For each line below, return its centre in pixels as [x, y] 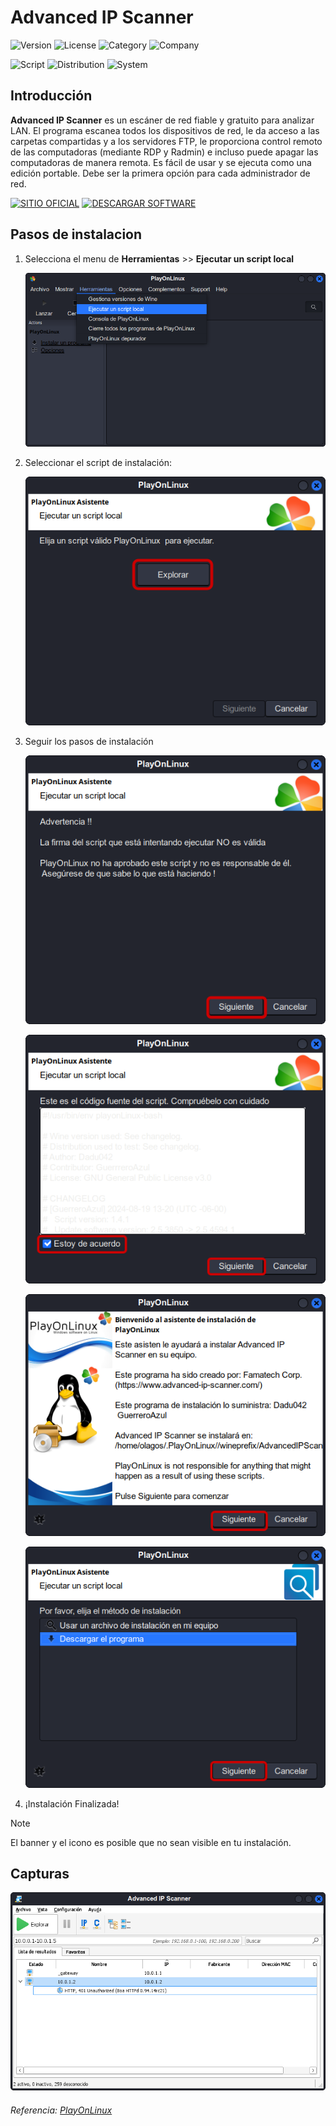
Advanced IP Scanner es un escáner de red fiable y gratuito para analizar [162, 120]
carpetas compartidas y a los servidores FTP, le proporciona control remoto [166, 141]
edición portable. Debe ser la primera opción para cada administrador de [160, 173]
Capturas [40, 1874]
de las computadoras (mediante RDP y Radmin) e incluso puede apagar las [164, 152]
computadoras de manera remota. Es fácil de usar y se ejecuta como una [161, 162]
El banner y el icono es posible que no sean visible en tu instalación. [151, 1842]
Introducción [51, 96]
